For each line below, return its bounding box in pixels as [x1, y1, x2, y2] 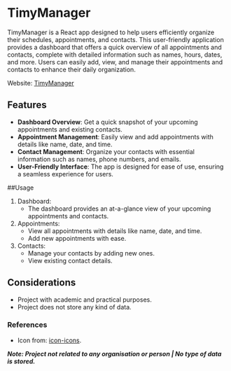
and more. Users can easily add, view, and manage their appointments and [7, 57, 223, 66]
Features [7, 99, 47, 111]
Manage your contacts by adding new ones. [27, 248, 155, 257]
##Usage [7, 183, 34, 192]
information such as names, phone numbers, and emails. [17, 155, 181, 163]
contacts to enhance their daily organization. [7, 65, 136, 73]
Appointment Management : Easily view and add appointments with [17, 132, 213, 141]
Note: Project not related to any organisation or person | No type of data [7, 349, 222, 358]
